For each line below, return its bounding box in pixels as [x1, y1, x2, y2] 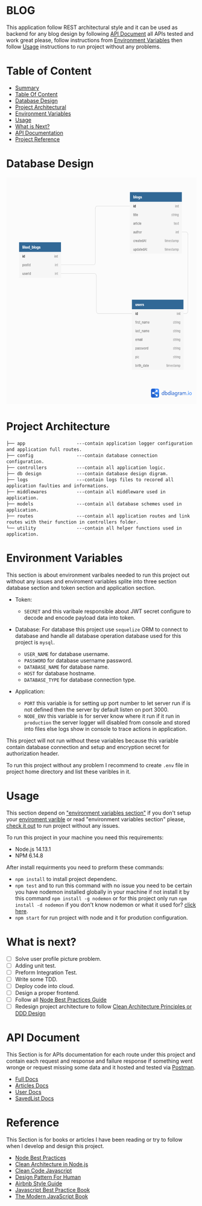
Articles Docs [14, 1082, 49, 1089]
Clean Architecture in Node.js [14, 1160, 89, 1168]
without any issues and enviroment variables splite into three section [6, 577, 177, 585]
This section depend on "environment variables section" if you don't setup [6, 809, 191, 816]
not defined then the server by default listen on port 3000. [24, 706, 169, 713]
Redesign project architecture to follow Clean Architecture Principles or [14, 1003, 192, 1010]
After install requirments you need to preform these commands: [6, 864, 165, 871]
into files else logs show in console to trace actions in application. [24, 725, 188, 732]
